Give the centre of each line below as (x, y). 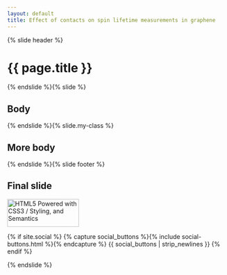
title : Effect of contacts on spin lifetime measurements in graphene (111, 20)
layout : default (31, 14)
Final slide (30, 186)
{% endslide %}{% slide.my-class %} (61, 126)
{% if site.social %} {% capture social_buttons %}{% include (94, 236)
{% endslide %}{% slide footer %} (56, 165)
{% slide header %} (35, 40)
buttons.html (25, 244)
